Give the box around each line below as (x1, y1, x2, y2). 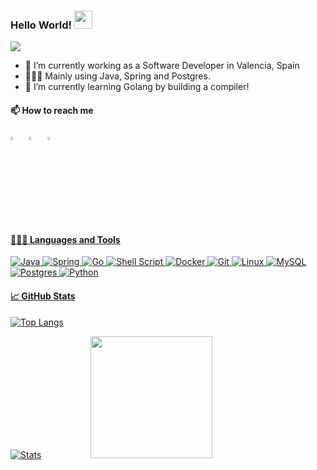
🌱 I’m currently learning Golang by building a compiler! (24, 81, 250, 93)
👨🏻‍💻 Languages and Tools (10, 233, 121, 245)
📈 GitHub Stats (10, 290, 76, 302)
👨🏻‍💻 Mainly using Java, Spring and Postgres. (24, 70, 211, 82)
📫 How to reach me (10, 104, 94, 116)
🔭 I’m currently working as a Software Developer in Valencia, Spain (24, 60, 300, 72)
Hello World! (10, 18, 73, 32)
